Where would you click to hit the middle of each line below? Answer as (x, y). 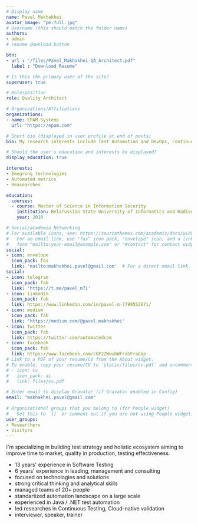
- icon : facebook (27, 343)
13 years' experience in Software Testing (64, 465)
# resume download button (38, 45)
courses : (22, 201)
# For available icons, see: (42, 233)
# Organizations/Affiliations (43, 109)
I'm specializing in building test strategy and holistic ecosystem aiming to (95, 447)
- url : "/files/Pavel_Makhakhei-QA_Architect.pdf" (71, 60)
